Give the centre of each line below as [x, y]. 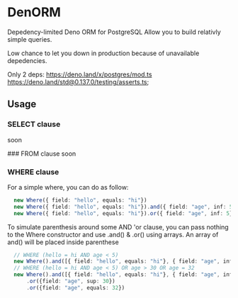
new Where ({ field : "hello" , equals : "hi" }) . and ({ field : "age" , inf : [120, 207]
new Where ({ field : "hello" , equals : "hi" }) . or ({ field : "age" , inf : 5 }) [125, 213]
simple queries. [30, 39]
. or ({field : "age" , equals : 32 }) [75, 287]
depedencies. [27, 60]
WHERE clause [33, 172]
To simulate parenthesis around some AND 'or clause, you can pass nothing [118, 227]
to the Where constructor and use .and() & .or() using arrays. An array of [113, 234]
